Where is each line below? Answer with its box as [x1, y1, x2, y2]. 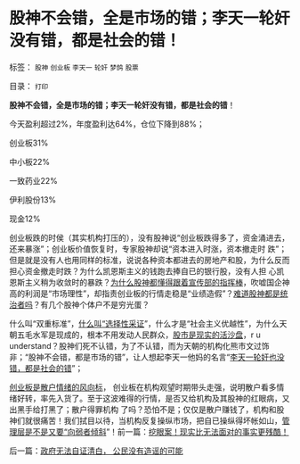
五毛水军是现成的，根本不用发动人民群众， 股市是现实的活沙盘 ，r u [16, 329, 261, 340]
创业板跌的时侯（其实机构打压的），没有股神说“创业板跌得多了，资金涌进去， [9, 232, 290, 243]
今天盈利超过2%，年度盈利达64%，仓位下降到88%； [9, 118, 205, 129]
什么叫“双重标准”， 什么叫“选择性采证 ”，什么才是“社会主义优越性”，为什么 [9, 318, 280, 328]
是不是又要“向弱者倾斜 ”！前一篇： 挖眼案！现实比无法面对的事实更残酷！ [24, 426, 289, 437]
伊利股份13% [9, 194, 57, 205]
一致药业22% [9, 175, 58, 186]
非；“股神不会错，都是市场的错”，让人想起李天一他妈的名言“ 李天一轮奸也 [9, 352, 278, 362]
